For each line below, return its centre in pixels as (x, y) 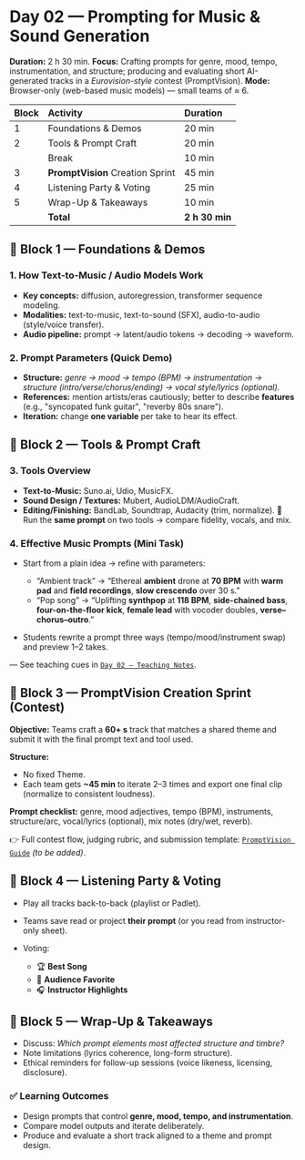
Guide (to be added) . (48, 852)
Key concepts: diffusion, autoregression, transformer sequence (142, 295)
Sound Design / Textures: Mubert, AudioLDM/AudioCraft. (131, 500)
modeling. (41, 305)
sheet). (54, 930)
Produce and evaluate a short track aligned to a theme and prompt (147, 1135)
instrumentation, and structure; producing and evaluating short (127, 71)
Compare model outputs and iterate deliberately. (113, 1125)
